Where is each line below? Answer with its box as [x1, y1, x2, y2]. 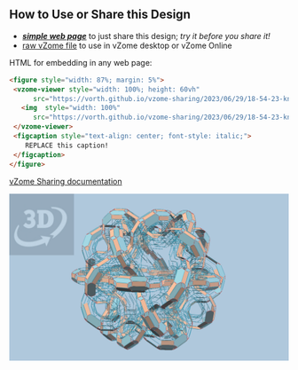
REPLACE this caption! [25, 141, 109, 150]
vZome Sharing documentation [9, 176, 122, 186]
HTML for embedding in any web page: [9, 57, 153, 67]
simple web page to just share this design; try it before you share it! [21, 30, 271, 41]
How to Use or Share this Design [9, 7, 191, 22]
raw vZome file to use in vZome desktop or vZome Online [21, 40, 232, 51]
